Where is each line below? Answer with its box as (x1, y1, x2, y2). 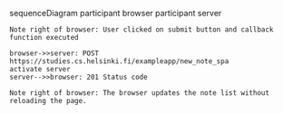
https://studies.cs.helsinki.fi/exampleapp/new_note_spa (9, 57, 229, 66)
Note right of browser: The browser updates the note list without (9, 89, 270, 98)
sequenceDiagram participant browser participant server (9, 8, 222, 18)
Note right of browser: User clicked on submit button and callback (9, 25, 274, 34)
